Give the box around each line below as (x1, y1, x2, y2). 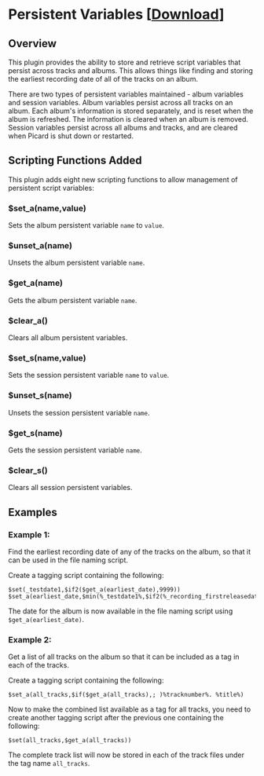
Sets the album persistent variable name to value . (8, 221, 165, 230)
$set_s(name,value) (8, 352, 86, 363)
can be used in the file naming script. (8, 555, 128, 565)
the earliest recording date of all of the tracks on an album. (8, 75, 199, 83)
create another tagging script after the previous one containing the (8, 713, 224, 723)
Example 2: (8, 634, 52, 645)
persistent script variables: (8, 183, 94, 192)
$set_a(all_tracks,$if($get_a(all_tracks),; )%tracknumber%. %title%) (8, 691, 244, 699)
